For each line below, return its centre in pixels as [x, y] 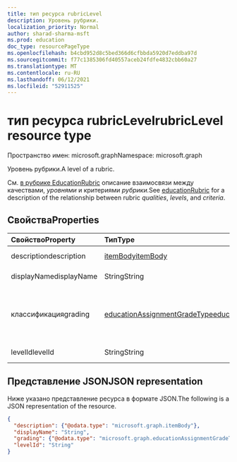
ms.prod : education [36, 40]
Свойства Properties [54, 220]
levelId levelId [32, 352]
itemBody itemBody [136, 256]
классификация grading [50, 314]
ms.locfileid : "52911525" [45, 86]
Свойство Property [43, 239]
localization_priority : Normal [53, 27]
